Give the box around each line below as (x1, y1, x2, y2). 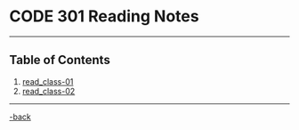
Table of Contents (9, 53, 111, 68)
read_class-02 (21, 85, 76, 96)
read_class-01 (21, 76, 74, 86)
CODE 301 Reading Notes (9, 6, 199, 27)
